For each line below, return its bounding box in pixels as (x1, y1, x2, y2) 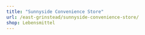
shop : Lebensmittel (6, 20, 56, 26)
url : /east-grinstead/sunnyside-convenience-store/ (6, 14, 139, 20)
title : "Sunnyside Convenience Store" (6, 8, 104, 15)
